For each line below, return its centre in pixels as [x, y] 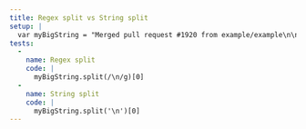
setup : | [26, 26]
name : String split [63, 94]
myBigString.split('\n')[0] [87, 111]
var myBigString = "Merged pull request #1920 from [118, 35]
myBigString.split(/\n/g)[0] [89, 77]
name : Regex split [61, 60]
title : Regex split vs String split [79, 18]
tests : [22, 43]
